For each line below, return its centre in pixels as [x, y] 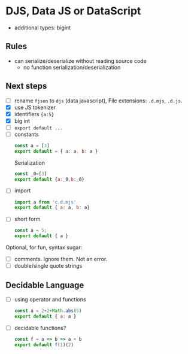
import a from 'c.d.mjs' [45, 202]
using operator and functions [50, 299]
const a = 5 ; [31, 231]
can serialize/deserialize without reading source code [81, 60]
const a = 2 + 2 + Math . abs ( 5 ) [48, 311]
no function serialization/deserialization [72, 67]
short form [27, 219]
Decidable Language [45, 285]
